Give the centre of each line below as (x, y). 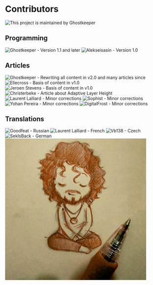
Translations (25, 119)
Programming (26, 38)
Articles (18, 66)
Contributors (32, 9)
